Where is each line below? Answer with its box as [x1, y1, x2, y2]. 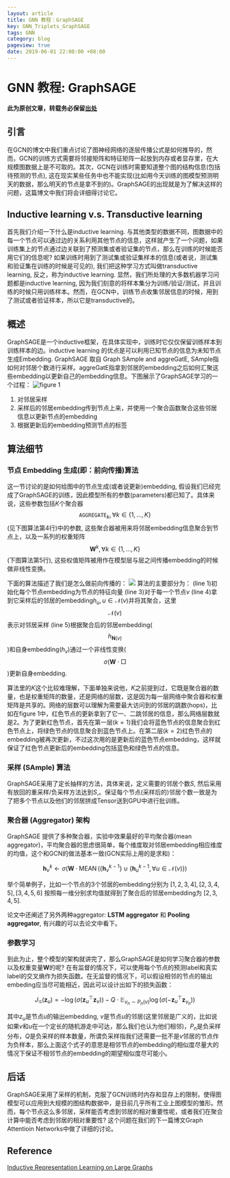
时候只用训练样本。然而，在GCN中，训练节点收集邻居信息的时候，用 [18, 287, 213, 296]
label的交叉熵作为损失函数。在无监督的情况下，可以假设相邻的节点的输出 [7, 972, 213, 980]
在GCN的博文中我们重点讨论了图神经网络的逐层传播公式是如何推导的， [7, 145, 207, 154]
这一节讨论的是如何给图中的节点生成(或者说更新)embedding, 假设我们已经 [7, 482, 215, 491]
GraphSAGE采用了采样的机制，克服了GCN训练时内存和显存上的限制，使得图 [7, 1090, 222, 1098]
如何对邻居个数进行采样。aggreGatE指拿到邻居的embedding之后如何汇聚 [7, 364, 214, 372]
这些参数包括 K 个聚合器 [18, 499, 84, 508]
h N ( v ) [107, 632, 123, 641]
